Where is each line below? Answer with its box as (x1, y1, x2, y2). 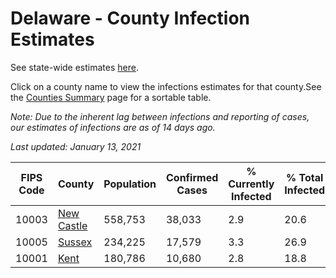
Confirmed (165, 170, 219, 184)
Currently (228, 177, 275, 191)
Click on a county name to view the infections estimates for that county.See (10, 80, 322, 92)
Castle (57, 218, 88, 232)
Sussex (57, 235, 93, 249)
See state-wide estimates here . (10, 61, 139, 73)
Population (103, 177, 157, 191)
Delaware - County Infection (10, 7, 251, 30)
